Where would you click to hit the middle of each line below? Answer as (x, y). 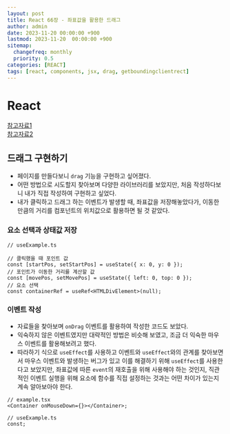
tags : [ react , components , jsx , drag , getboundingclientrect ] (98, 71)
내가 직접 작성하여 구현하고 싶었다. (71, 194)
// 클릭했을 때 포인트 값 (38, 258)
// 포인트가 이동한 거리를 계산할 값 (51, 272)
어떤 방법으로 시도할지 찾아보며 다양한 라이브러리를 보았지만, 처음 (104, 185)
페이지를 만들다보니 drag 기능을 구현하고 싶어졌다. (84, 176)
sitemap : (20, 46)
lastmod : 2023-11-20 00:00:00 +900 (60, 39)
